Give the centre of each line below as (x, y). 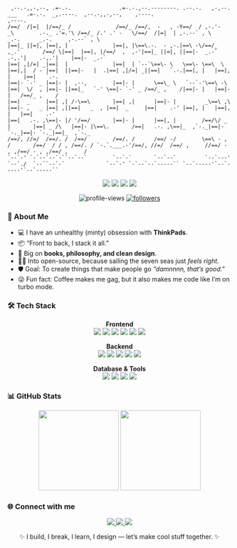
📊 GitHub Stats (35, 396)
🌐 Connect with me (41, 506)
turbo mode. (36, 287)
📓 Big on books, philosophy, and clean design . (87, 254)
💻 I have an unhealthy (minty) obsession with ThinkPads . (102, 232)
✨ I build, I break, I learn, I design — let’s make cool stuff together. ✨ (120, 537)
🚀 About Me (28, 217)
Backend (120, 346)
